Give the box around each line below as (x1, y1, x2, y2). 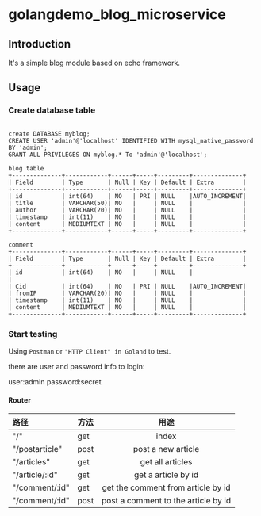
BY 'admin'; (8, 143, 48, 151)
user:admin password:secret (8, 376, 102, 386)
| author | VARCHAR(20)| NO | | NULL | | (8, 206, 247, 214)
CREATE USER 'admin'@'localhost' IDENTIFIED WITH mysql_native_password (8, 136, 254, 144)
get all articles (140, 457, 193, 468)
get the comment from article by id (102, 482, 232, 493)
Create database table (8, 105, 96, 116)
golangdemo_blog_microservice (8, 6, 226, 24)
